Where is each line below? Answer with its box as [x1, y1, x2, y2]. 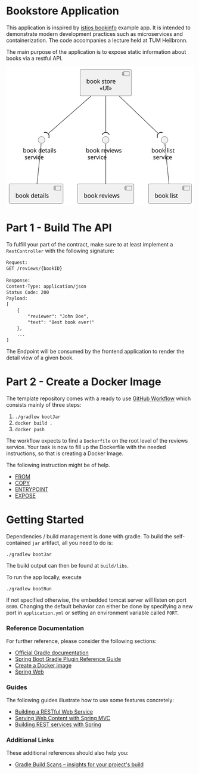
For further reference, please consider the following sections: [6, 637, 157, 644]
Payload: [6, 295, 28, 301]
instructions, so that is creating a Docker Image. [6, 450, 124, 457]
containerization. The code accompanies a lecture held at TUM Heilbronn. [6, 36, 188, 44]
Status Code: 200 [6, 289, 49, 295]
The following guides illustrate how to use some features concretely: [6, 697, 175, 704]
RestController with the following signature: [6, 247, 115, 254]
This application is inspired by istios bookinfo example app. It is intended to [6, 24, 191, 31]
